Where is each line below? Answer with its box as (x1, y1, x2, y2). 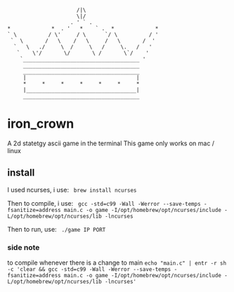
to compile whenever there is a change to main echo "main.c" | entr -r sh (7, 258, 227, 267)
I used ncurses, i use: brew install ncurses (7, 185, 137, 194)
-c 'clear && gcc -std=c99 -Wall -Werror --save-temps (7, 266, 171, 273)
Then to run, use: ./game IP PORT (7, 225, 106, 233)
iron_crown (7, 116, 74, 132)
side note (7, 242, 40, 252)
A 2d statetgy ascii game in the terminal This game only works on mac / (7, 139, 215, 147)
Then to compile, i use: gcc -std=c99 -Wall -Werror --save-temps (7, 199, 202, 207)
